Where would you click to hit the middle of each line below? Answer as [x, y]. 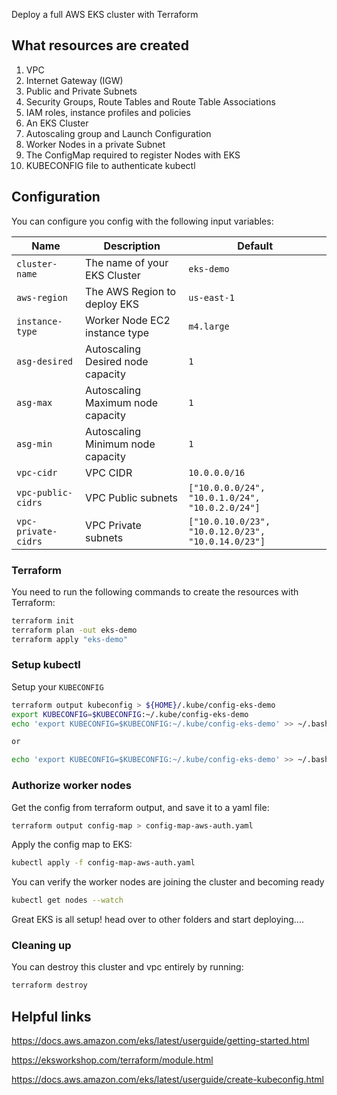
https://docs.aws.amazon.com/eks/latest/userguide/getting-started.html [160, 1041]
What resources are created [100, 45]
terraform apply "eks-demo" [70, 639]
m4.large [209, 326]
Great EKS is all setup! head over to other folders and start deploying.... [157, 920]
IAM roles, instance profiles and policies [108, 112]
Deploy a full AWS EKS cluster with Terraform [105, 14]
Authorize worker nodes [71, 786]
